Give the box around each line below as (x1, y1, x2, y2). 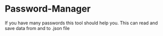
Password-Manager (5, 3, 91, 15)
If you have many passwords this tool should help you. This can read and (5, 20, 158, 26)
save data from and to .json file (5, 25, 70, 31)
